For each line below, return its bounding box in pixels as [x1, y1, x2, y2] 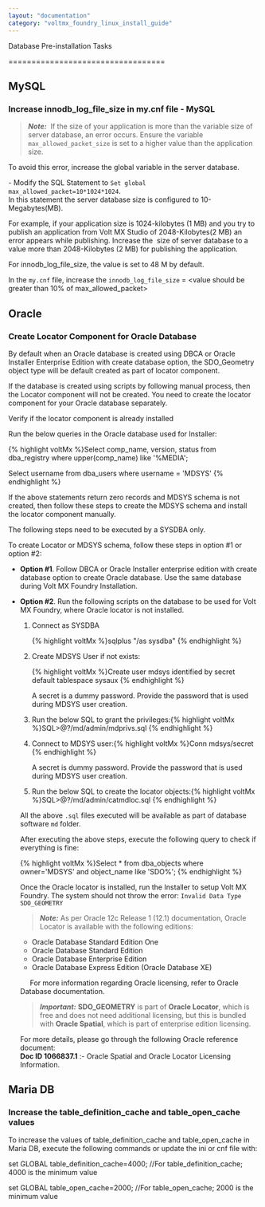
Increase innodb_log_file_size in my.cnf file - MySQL [8, 103, 216, 114]
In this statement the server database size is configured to [8, 195, 200, 204]
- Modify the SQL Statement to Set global [8, 178, 146, 187]
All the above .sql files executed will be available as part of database [19, 811, 247, 820]
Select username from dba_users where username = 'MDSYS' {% [8, 468, 224, 478]
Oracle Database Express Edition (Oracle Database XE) [31, 962, 212, 972]
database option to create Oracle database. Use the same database [19, 572, 242, 582]
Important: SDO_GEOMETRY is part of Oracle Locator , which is [39, 1002, 250, 1012]
